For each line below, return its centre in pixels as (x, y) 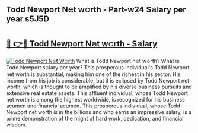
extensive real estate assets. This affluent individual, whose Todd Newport (97, 93)
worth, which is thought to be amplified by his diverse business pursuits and (99, 87)
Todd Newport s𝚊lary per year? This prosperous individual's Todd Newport (98, 67)
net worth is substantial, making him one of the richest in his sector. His (93, 74)
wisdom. (17, 125)
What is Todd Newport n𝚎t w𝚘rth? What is (128, 61)
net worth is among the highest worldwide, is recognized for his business (96, 99)
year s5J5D (28, 19)
